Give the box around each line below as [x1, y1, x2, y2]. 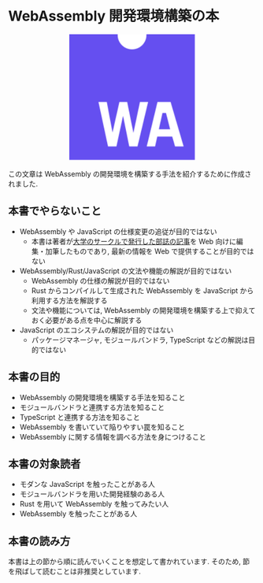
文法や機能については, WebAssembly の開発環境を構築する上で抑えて [31, 305, 256, 315]
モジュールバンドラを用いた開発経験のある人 [19, 489, 165, 499]
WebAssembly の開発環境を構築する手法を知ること [19, 392, 186, 402]
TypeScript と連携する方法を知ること [19, 412, 140, 421]
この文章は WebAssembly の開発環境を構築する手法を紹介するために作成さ [8, 169, 252, 178]
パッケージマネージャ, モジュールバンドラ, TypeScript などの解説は [31, 335, 249, 344]
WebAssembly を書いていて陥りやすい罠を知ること [19, 422, 186, 432]
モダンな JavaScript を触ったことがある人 [19, 480, 155, 489]
